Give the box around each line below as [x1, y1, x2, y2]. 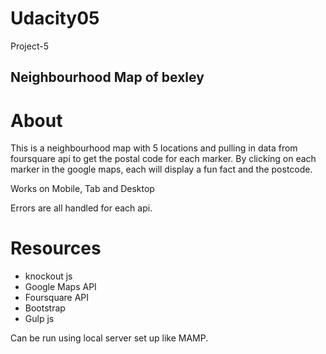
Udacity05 [10, 7, 100, 30]
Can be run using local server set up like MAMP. [10, 332, 209, 344]
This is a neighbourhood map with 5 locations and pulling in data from [10, 142, 298, 154]
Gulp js [24, 313, 55, 325]
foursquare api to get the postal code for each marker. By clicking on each [10, 153, 317, 165]
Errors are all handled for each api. [10, 202, 153, 214]
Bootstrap [24, 302, 66, 314]
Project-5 [10, 40, 49, 52]
